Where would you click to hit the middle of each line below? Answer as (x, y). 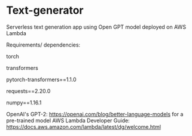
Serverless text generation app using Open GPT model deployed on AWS (96, 27)
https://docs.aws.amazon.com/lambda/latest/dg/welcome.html (84, 126)
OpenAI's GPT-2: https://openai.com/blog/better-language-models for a (95, 114)
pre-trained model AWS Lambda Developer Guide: (68, 120)
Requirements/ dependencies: (43, 45)
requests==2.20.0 (28, 91)
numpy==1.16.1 (24, 103)
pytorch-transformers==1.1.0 (41, 79)
